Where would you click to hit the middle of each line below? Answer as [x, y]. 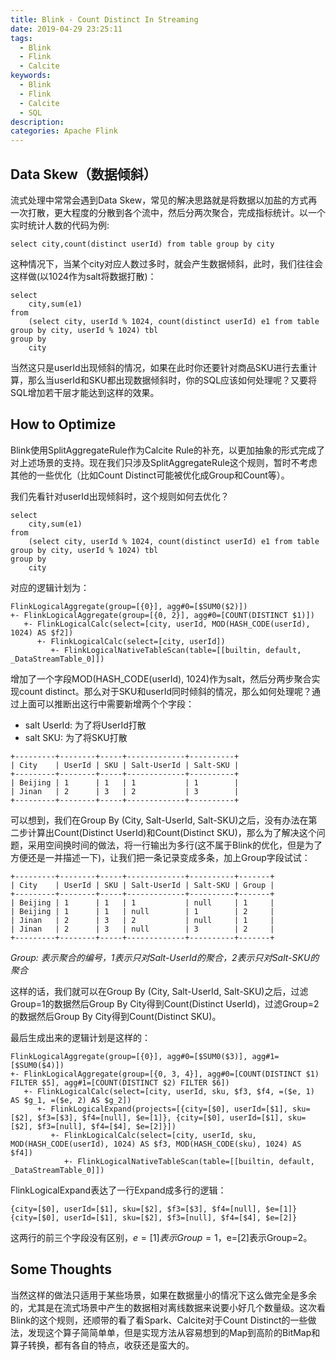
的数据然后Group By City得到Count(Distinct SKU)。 [116, 1016]
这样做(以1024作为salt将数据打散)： [83, 276]
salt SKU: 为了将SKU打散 [76, 737]
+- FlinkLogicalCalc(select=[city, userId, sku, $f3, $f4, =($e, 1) [169, 1091]
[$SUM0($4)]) [37, 1065]
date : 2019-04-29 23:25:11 [66, 29]
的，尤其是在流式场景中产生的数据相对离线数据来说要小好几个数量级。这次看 [168, 1307]
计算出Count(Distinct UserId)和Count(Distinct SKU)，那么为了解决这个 [172, 832]
